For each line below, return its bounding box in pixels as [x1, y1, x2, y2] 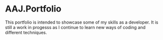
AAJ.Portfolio [5, 3, 62, 14]
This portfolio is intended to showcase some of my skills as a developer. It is [5, 19, 159, 25]
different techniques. [5, 29, 47, 35]
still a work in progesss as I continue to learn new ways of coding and [5, 24, 146, 30]
